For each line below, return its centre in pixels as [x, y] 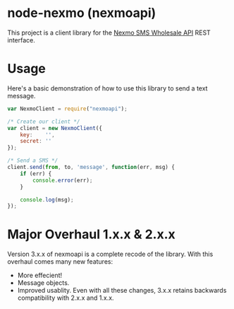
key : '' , [37, 135]
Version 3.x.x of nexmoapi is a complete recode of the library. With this [110, 254]
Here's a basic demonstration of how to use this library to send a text [107, 88]
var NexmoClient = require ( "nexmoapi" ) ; [68, 109]
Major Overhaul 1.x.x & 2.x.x [92, 234]
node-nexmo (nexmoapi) [82, 13]
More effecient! [40, 275]
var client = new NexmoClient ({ [55, 128]
